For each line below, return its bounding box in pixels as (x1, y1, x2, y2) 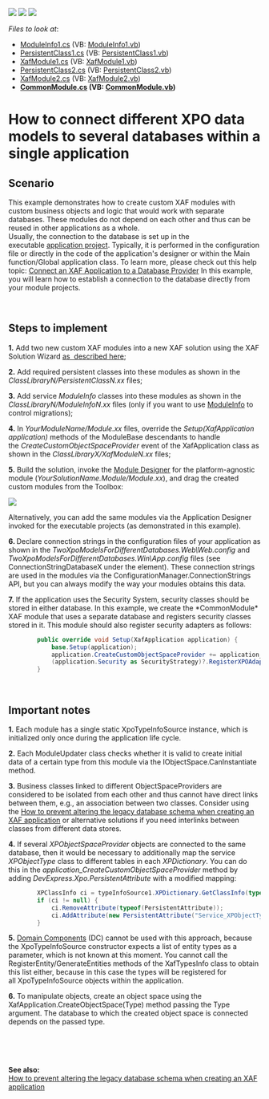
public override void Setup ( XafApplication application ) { (37, 635, 239, 643)
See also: (8, 1065, 40, 1075)
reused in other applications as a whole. (8, 223, 140, 233)
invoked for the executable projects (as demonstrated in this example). (8, 521, 242, 530)
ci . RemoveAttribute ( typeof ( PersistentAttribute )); (50, 903, 224, 912)
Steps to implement (8, 322, 108, 335)
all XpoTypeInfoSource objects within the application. (8, 975, 184, 986)
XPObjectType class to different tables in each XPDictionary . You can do (8, 857, 247, 866)
